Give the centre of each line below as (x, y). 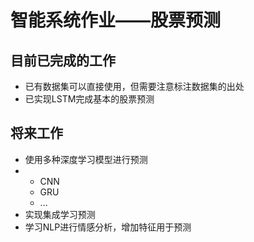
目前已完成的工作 (63, 60)
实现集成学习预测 (60, 214)
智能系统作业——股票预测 (116, 20)
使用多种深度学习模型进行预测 (86, 159)
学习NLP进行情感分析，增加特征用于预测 (108, 227)
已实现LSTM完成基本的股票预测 (89, 99)
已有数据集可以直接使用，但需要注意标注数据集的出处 (134, 86)
